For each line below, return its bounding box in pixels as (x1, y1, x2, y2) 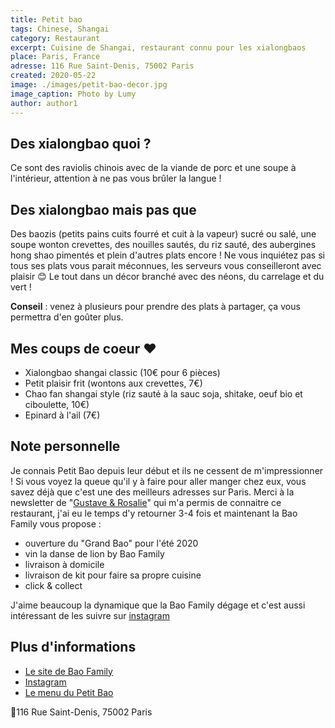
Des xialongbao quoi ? (10, 135, 152, 152)
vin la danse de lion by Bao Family (24, 547, 165, 560)
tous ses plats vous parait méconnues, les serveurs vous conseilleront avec (10, 260, 322, 272)
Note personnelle (10, 438, 121, 455)
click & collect (24, 579, 83, 591)
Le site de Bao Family (24, 665, 113, 677)
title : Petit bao (10, 14, 83, 25)
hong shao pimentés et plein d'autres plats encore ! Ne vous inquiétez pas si (10, 249, 325, 261)
